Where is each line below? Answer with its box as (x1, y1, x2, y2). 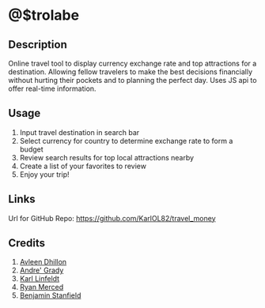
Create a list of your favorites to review (19, 161, 146, 171)
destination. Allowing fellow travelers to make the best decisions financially (8, 67, 253, 77)
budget (19, 145, 44, 154)
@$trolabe (8, 6, 80, 24)
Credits (8, 236, 46, 250)
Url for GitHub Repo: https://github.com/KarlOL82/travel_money (8, 213, 216, 223)
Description (8, 38, 67, 51)
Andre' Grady (19, 265, 64, 275)
